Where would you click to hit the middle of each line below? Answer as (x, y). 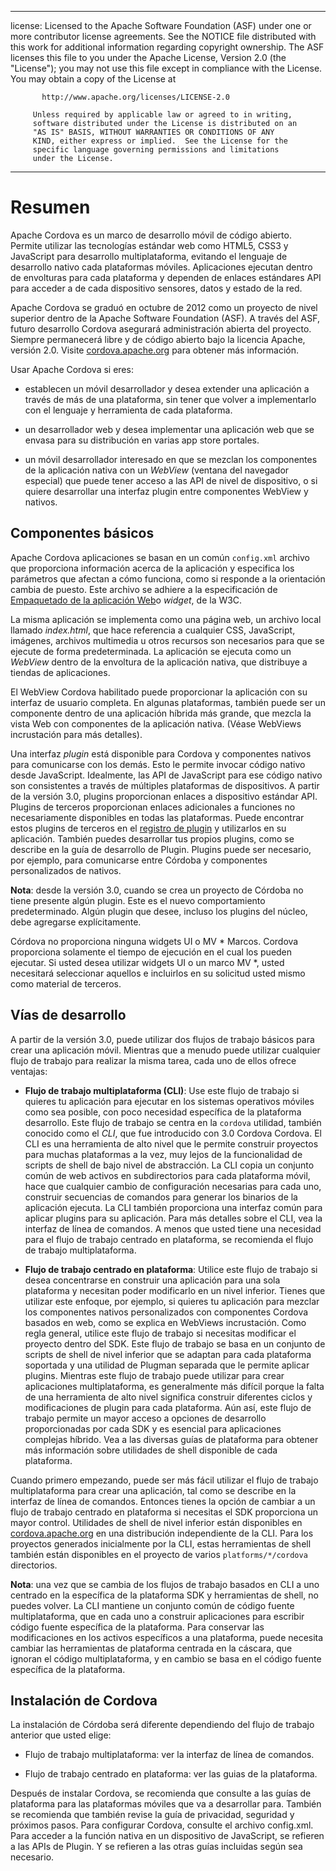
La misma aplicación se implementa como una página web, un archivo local (166, 619)
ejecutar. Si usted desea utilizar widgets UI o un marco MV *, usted (147, 962)
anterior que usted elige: (61, 1735)
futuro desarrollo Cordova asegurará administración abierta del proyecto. (161, 328)
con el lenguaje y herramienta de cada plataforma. (128, 410)
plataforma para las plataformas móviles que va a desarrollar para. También (166, 1804)
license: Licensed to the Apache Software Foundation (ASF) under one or (161, 25)
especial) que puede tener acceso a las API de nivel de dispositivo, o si (171, 480)
